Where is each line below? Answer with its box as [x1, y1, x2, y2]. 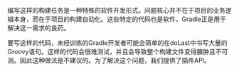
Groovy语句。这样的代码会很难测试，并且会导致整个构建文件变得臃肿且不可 [7, 48, 228, 56]
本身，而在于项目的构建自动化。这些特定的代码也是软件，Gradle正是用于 [13, 15, 226, 23]
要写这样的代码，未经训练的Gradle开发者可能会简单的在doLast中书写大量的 [7, 39, 228, 47]
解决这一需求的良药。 [7, 24, 70, 32]
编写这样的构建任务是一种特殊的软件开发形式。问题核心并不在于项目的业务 [7, 6, 225, 14]
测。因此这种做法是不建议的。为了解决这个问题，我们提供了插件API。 [7, 56, 211, 65]
